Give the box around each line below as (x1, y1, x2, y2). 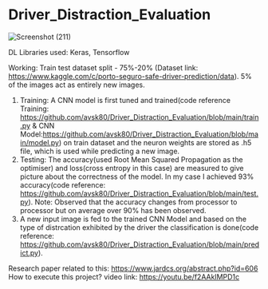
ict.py (19, 247, 38, 257)
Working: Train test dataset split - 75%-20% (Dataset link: (8, 62, 199, 73)
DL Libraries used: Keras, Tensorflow (8, 47, 130, 57)
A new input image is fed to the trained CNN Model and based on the (19, 214, 247, 224)
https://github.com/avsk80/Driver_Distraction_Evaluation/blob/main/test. (19, 188, 259, 198)
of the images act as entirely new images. (8, 80, 145, 89)
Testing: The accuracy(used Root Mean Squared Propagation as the (19, 154, 243, 164)
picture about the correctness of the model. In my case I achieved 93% (19, 172, 254, 181)
